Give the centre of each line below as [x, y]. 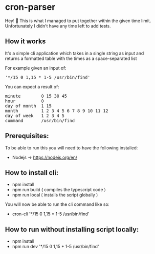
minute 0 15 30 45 [36, 96]
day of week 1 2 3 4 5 [35, 115]
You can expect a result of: [32, 86]
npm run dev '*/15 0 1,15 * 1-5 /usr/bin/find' [55, 247]
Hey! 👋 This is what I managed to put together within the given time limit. [78, 21]
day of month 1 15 [28, 106]
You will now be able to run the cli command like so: [57, 204]
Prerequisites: [27, 136]
